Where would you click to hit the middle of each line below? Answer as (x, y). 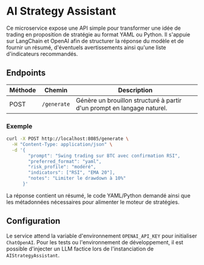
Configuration (33, 221)
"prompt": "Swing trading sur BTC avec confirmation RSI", (104, 156)
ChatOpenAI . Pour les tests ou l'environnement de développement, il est (95, 242)
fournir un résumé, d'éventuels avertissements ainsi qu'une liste (86, 47)
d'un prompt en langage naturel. (121, 108)
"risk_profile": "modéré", (62, 167)
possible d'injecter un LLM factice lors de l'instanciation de (80, 249)
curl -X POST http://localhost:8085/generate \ (68, 139)
